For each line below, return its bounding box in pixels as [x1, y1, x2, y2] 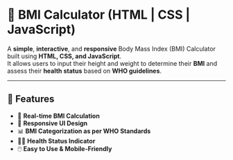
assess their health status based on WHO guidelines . [7, 66, 162, 75]
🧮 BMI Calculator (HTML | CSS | [7, 7, 191, 23]
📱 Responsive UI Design [17, 118, 88, 127]
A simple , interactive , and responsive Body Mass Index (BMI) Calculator [7, 44, 216, 53]
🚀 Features [7, 94, 55, 105]
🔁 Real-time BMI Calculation [17, 112, 101, 120]
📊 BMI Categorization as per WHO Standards [17, 127, 151, 135]
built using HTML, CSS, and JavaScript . [7, 52, 122, 60]
